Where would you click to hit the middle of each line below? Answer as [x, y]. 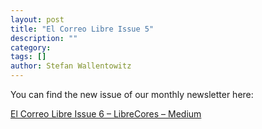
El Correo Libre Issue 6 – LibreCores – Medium [106, 114]
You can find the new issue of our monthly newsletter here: [132, 94]
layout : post [37, 19]
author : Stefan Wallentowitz [71, 66]
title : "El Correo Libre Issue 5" [82, 29]
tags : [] [28, 57]
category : [31, 47]
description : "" [44, 38]
